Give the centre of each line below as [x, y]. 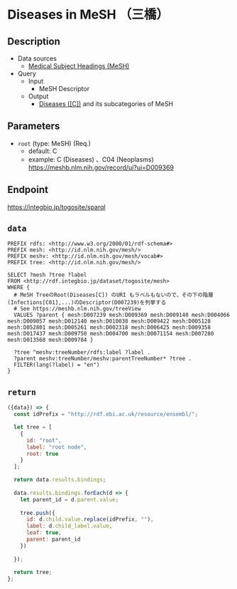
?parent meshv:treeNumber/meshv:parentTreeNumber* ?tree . [103, 359]
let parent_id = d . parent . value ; [70, 499]
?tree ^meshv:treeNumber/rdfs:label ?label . [82, 353]
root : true [42, 454]
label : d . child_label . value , [69, 526]
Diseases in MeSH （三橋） [88, 15]
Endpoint [28, 190]
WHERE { [19, 288]
